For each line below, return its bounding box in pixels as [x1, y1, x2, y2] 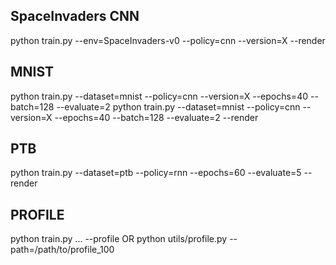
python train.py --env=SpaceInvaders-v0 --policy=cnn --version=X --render [10, 34, 326, 46]
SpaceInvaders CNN [10, 8, 140, 25]
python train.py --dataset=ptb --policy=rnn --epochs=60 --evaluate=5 [10, 167, 302, 179]
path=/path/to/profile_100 [10, 244, 115, 256]
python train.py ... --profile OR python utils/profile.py [10, 233, 228, 245]
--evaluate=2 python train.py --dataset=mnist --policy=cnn [56, 100, 301, 113]
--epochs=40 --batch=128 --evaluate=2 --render [54, 111, 259, 123]
